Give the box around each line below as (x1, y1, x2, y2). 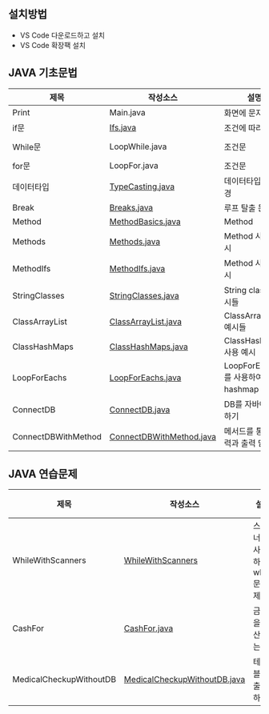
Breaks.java (109, 202, 154, 213)
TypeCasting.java (109, 181, 175, 192)
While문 (12, 141, 42, 152)
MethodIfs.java (109, 263, 166, 274)
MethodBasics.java (109, 215, 182, 227)
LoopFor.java (109, 159, 159, 170)
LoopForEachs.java (109, 371, 182, 383)
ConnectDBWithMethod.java (109, 431, 217, 442)
